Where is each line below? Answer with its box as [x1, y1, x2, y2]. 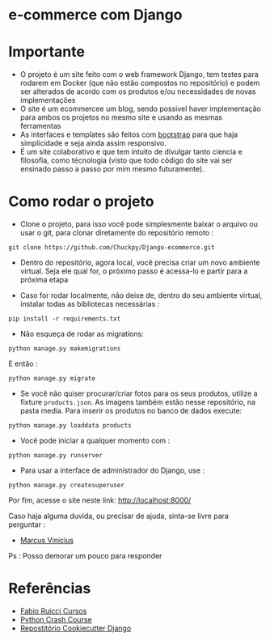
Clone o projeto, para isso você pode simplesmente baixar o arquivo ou [19, 219, 259, 229]
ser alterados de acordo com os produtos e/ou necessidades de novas [19, 87, 256, 96]
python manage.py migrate [8, 375, 95, 383]
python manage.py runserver [8, 452, 103, 460]
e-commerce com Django [8, 6, 183, 24]
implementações [19, 96, 76, 105]
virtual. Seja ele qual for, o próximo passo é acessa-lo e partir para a [19, 266, 248, 276]
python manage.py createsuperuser [8, 482, 125, 490]
